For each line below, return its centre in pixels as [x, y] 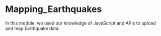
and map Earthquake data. [33, 28]
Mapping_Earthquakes [54, 9]
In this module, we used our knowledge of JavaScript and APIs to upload [80, 23]
